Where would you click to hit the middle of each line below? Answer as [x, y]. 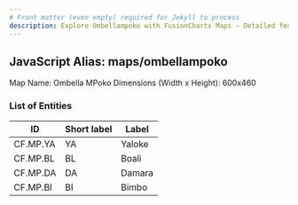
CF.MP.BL [34, 158]
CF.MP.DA [35, 172]
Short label [89, 129]
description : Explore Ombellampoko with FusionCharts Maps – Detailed [142, 26]
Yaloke [135, 144]
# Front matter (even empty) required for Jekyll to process [125, 17]
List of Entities [41, 106]
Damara [137, 172]
